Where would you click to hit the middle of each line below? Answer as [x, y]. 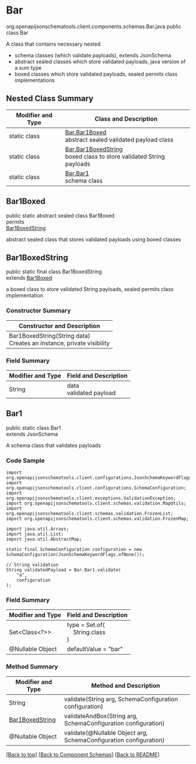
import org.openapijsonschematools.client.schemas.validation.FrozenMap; [98, 519]
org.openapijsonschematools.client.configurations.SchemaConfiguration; [96, 488]
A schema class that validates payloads [53, 445]
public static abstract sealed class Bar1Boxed [60, 215]
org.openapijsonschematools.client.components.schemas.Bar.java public [94, 26]
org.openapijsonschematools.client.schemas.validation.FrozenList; [90, 514]
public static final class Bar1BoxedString [54, 272]
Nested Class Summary [50, 99]
